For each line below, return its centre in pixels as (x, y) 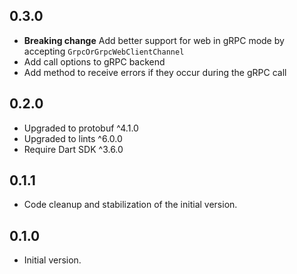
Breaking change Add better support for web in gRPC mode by (154, 40)
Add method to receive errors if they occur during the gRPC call (155, 72)
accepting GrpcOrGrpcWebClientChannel (104, 51)
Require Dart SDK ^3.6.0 (73, 149)
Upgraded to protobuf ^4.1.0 (81, 128)
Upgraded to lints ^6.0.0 (73, 138)
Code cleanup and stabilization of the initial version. (130, 205)
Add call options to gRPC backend (94, 61)
